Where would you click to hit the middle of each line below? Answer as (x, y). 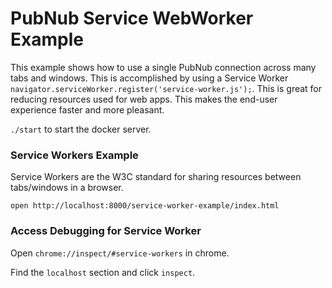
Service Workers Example (74, 155)
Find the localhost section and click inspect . (103, 272)
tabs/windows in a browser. (67, 188)
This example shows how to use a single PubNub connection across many (163, 67)
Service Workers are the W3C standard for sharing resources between (156, 177)
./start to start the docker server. (81, 129)
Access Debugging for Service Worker (106, 231)
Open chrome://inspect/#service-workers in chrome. (120, 253)
